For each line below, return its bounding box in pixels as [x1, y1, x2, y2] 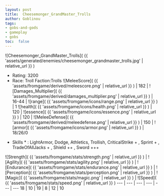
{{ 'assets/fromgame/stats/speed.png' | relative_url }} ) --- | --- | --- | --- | [5, 180, 155, 186]
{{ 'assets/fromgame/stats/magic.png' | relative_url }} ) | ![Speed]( [23, 174, 157, 180]
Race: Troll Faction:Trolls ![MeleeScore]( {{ [12, 77, 98, 83]
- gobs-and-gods [5, 25, 38, 30]
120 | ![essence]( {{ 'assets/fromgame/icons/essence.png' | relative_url [12, 109, 156, 115]
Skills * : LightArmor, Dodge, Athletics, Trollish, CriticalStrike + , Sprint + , [12, 139, 160, 145]
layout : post [5, 7, 32, 12]
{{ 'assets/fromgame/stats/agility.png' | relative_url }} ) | [23, 159, 136, 165]
